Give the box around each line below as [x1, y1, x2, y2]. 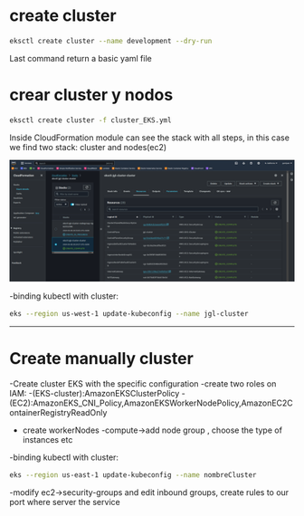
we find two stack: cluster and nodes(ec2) [9, 141, 167, 152]
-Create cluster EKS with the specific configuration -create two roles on [9, 378, 277, 389]
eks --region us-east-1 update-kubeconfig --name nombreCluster [9, 471, 257, 480]
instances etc [22, 435, 73, 445]
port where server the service [9, 496, 120, 507]
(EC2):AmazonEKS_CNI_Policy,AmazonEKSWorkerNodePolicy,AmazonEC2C [9, 397, 294, 408]
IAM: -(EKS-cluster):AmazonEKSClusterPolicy [9, 388, 180, 399]
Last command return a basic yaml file [9, 53, 152, 63]
